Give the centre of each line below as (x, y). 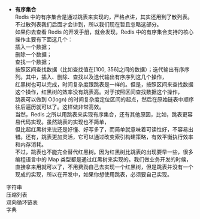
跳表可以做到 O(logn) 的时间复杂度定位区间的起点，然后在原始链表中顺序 (104, 99)
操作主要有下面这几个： (44, 39)
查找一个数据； (33, 62)
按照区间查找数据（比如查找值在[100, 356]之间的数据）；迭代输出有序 (99, 69)
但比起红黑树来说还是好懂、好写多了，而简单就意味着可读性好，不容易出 (104, 129)
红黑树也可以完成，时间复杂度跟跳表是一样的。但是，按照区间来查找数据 (104, 84)
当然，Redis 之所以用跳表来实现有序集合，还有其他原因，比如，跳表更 (101, 114)
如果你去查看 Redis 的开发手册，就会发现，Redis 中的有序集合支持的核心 (104, 32)
